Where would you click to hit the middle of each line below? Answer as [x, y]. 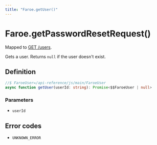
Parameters [19, 100]
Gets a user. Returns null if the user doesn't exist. [56, 56]
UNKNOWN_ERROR [26, 138]
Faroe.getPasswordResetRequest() [78, 33]
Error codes [23, 126]
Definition [20, 72]
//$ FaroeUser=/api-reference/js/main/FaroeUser [56, 83]
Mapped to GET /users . [29, 47]
